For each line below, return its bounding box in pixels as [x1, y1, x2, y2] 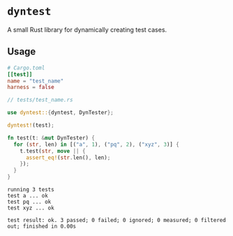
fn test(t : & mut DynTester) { [7, 134, 96, 141]
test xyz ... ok [7, 204, 54, 211]
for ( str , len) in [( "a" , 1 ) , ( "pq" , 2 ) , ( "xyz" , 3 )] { [13, 141, 180, 148]
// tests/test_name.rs [7, 97, 73, 104]
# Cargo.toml [7, 64, 45, 71]
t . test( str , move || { [20, 147, 86, 155]
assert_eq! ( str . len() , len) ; [25, 154, 111, 161]
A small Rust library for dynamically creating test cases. [7, 25, 167, 34]
